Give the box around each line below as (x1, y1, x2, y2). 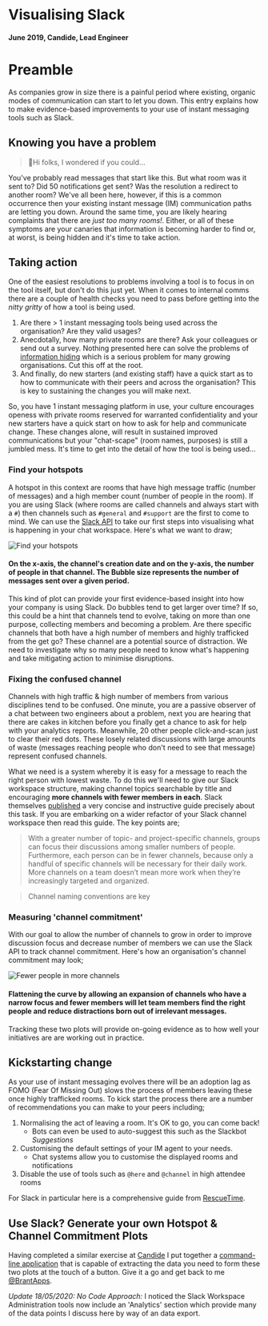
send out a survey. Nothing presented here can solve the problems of (19, 343, 250, 354)
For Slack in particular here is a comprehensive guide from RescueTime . (8, 1193, 246, 1203)
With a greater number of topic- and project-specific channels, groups (27, 834, 261, 843)
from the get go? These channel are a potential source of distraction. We (8, 636, 248, 646)
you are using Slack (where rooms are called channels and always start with (8, 499, 259, 509)
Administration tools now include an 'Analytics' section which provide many (8, 1300, 258, 1310)
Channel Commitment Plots (8, 1229, 149, 1243)
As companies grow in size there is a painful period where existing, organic (8, 87, 256, 97)
